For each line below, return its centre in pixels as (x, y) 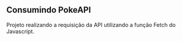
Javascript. (21, 31)
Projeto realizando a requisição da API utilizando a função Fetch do (91, 24)
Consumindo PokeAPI (49, 10)
